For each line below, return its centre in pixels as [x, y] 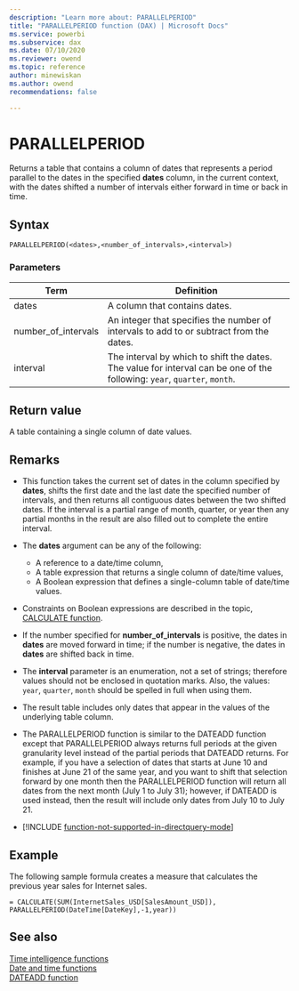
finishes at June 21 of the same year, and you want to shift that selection [154, 772]
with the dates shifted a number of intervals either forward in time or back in [149, 187]
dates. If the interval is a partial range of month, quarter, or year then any [155, 510]
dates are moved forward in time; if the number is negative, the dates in [154, 645]
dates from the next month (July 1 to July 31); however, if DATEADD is [149, 791]
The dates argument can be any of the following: [112, 546]
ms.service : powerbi [48, 34]
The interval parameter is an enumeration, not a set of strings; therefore [154, 672]
